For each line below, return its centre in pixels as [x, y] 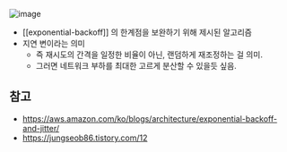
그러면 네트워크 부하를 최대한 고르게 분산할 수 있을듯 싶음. [136, 66]
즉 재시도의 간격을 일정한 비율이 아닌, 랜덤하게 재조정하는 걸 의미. [149, 55]
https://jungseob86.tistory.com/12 [85, 138]
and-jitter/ [41, 128]
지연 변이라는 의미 [53, 43]
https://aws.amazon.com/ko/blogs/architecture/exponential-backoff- [150, 118]
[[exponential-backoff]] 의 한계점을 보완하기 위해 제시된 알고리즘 [137, 32]
